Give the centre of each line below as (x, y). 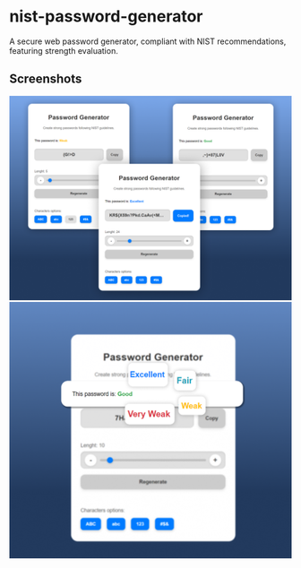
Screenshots (46, 79)
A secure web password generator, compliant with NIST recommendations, (148, 41)
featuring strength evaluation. (64, 50)
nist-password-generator (106, 17)
